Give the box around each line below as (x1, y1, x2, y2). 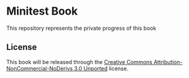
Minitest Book (6, 4, 78, 18)
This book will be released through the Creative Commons (6, 58, 152, 65)
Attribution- (153, 58, 183, 65)
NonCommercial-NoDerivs (6, 65, 73, 72)
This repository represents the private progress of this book (6, 24, 157, 32)
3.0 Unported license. (74, 65, 129, 72)
